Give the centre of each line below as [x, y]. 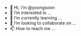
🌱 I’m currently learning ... [36, 18]
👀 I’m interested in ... [30, 13]
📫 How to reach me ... [32, 28]
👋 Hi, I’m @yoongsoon [32, 8]
